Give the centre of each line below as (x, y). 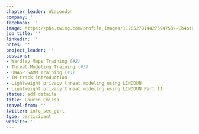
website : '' (21, 122)
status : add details (32, 94)
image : (14, 28)
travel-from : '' (26, 105)
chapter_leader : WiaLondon (39, 12)
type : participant (29, 116)
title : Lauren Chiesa (33, 100)
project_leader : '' (30, 50)
